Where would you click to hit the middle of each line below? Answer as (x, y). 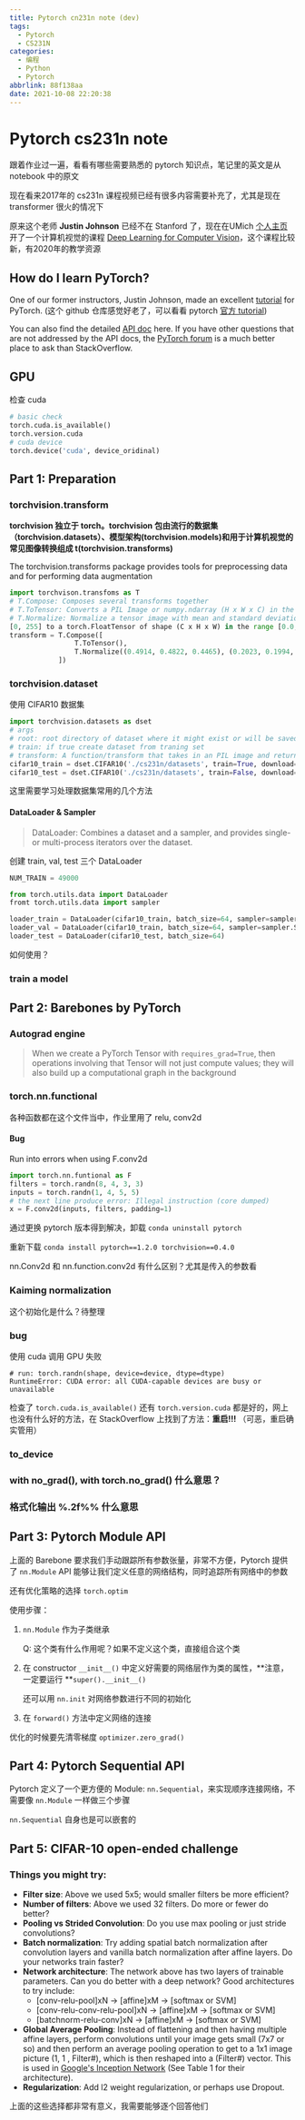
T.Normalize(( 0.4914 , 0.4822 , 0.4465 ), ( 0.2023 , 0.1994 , (184, 652)
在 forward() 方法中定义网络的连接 (87, 1718)
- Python (34, 69)
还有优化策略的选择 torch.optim (69, 1591)
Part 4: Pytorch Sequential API (97, 1765)
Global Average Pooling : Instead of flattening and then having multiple (155, 2029)
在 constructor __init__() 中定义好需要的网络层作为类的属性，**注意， (155, 1668)
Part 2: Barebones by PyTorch (95, 1008)
